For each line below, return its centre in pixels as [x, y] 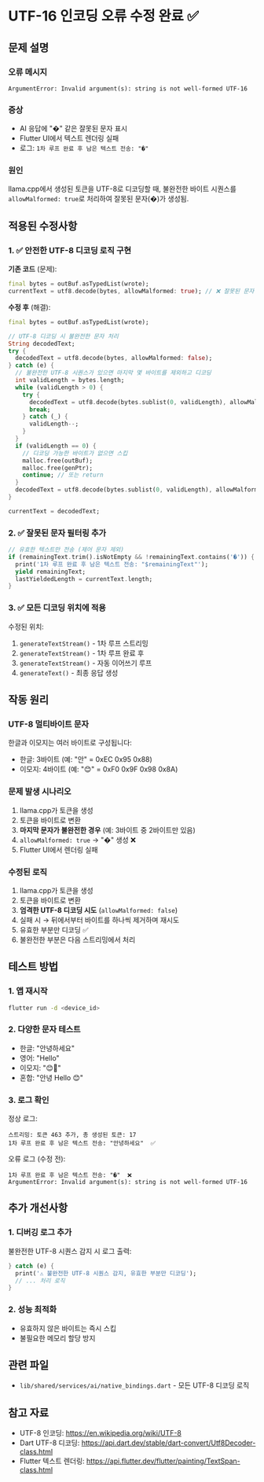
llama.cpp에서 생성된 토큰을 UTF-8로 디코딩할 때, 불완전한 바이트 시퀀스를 [123, 189]
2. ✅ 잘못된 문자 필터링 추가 [57, 533]
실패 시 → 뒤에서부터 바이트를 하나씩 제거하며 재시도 [99, 920]
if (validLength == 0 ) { [56, 446]
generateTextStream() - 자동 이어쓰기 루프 [86, 663]
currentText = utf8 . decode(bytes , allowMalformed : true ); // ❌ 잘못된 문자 [131, 292]
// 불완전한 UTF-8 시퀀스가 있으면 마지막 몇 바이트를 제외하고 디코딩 [114, 373]
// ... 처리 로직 [40, 1281]
